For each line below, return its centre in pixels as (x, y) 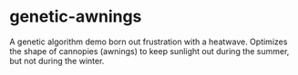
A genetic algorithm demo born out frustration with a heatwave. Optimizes (149, 42)
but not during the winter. (57, 61)
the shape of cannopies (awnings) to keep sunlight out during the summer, (149, 51)
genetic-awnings (76, 17)
